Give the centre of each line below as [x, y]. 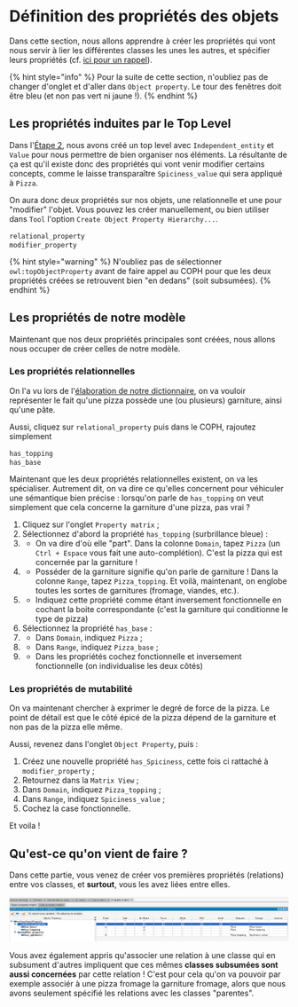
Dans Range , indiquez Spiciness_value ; [94, 799]
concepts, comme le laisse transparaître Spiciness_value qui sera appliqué [146, 173]
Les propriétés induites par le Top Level [120, 124]
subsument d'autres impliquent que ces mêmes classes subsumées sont [144, 965]
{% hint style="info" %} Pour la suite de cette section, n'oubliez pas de [139, 76]
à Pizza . [24, 183]
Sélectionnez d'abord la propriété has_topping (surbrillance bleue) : [145, 533]
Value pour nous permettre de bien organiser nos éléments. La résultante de [149, 154]
